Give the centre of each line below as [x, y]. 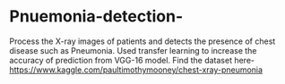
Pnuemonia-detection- [96, 17]
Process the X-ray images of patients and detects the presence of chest [142, 41]
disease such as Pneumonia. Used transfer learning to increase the [133, 50]
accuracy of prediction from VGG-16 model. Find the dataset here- [132, 60]
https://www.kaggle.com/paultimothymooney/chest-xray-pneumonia [136, 70]
